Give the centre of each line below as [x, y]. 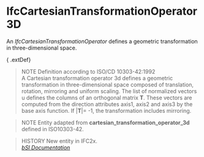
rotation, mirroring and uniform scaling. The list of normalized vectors [109, 91]
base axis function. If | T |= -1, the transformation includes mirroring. [106, 110]
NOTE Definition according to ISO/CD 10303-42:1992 [88, 71]
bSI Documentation [46, 147]
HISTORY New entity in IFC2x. [59, 141]
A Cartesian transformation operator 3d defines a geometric [97, 78]
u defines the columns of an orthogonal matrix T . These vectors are [107, 98]
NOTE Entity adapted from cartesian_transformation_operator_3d [105, 122]
